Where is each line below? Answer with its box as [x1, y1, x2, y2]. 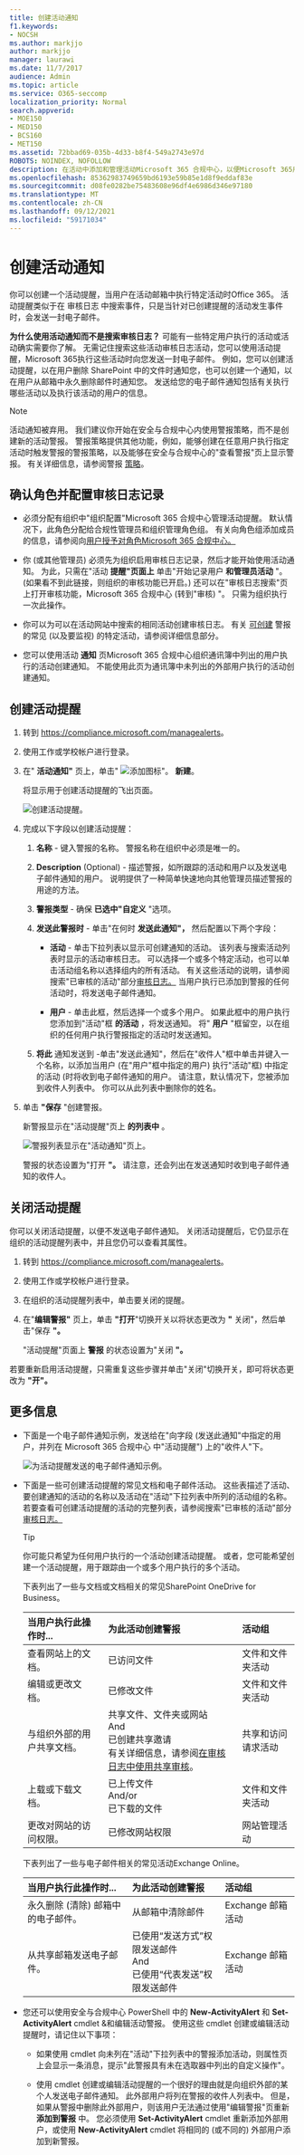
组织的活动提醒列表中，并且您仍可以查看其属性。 [9, 1237, 192, 1248]
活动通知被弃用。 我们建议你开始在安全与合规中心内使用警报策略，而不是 [9, 424, 281, 435]
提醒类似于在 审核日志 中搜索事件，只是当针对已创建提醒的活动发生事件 [16, 300, 283, 311]
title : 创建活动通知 [9, 13, 79, 23]
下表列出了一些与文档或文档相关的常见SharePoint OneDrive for [22, 1581, 256, 1592]
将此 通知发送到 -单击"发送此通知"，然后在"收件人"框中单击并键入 [35, 1049, 281, 1059]
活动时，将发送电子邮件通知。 [49, 988, 161, 999]
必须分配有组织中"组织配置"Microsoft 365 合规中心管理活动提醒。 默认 [22, 512, 285, 523]
